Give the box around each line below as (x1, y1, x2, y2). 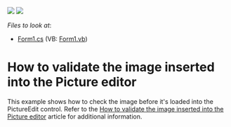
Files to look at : (7, 21, 52, 29)
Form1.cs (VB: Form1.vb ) (17, 35, 88, 43)
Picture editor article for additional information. (7, 112, 143, 121)
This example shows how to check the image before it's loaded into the (7, 97, 214, 105)
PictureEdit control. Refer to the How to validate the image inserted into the (7, 105, 224, 113)
